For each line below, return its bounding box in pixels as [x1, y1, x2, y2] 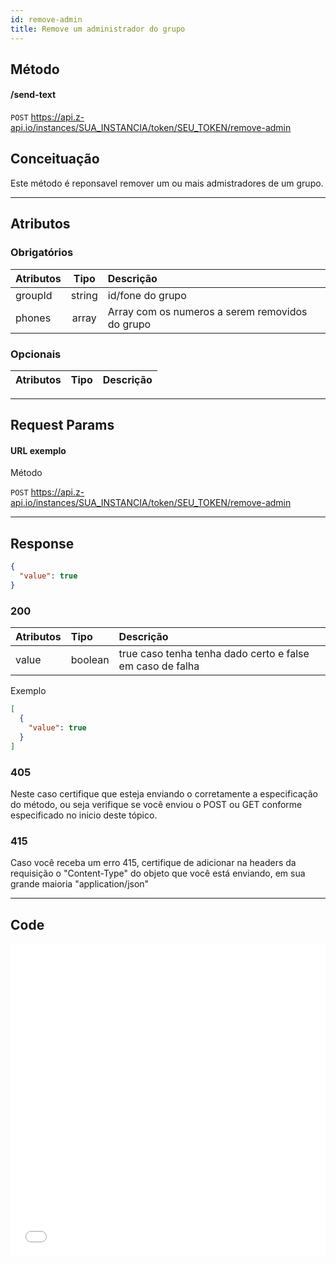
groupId [15, 288, 53, 302]
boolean [70, 653, 110, 667]
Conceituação [10, 151, 100, 168]
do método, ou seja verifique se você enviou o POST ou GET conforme [10, 798, 303, 810]
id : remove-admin [10, 14, 83, 25]
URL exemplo [10, 444, 67, 456]
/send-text [10, 89, 57, 101]
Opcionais [10, 347, 62, 361]
